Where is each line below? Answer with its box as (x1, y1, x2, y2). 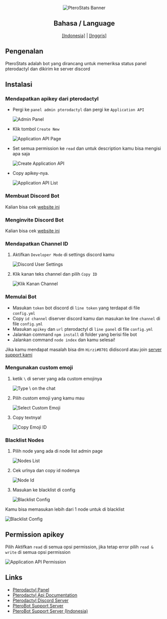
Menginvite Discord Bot (5, 216, 64, 223)
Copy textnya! (12, 414, 42, 421)
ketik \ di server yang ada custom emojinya (12, 375, 102, 381)
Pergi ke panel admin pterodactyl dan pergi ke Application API (12, 107, 144, 113)
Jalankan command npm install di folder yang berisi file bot (12, 331, 137, 337)
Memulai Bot (5, 293, 37, 300)
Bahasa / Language (53, 19, 115, 28)
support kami (5, 351, 33, 358)
